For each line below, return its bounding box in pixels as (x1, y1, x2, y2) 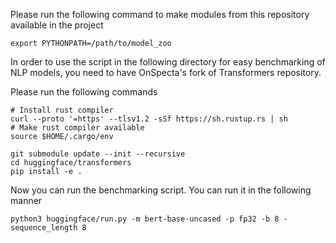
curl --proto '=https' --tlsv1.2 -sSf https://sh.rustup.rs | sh (10, 114, 288, 124)
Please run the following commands (10, 86, 158, 98)
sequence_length (10, 223, 78, 233)
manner (10, 195, 43, 206)
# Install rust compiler (10, 105, 114, 115)
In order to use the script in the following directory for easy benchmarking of (10, 56, 326, 68)
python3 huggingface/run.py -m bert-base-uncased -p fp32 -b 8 (10, 214, 280, 224)
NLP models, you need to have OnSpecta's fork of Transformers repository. (10, 67, 322, 78)
